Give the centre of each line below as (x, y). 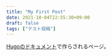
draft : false (23, 23)
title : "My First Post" (36, 12)
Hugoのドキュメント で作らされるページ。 (58, 46)
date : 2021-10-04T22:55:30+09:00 (48, 17)
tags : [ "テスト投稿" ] (31, 29)
